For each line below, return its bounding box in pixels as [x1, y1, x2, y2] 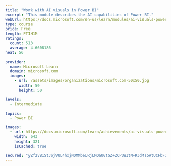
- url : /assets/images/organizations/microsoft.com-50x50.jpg [14, 78, 149, 84]
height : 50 [18, 88, 42, 93]
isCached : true [14, 144, 47, 149]
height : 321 [14, 139, 40, 144]
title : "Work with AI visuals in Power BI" [5, 7, 99, 13]
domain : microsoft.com [10, 69, 58, 74]
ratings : [5, 36, 24, 41]
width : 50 [18, 83, 40, 88]
